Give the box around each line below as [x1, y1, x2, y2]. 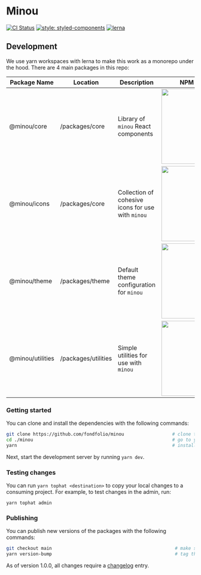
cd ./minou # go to [6, 437, 191, 443]
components [117, 129, 154, 138]
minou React [117, 122, 151, 130]
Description [119, 78, 154, 87]
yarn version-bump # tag [6, 551, 188, 557]
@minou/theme [9, 276, 53, 285]
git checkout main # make [6, 546, 191, 552]
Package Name [10, 78, 54, 87]
